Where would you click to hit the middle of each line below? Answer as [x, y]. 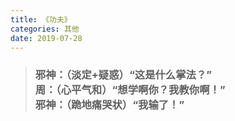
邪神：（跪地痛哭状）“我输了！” [109, 105]
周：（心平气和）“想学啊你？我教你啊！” [130, 90]
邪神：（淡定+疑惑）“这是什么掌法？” [123, 75]
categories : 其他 [45, 29]
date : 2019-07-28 [46, 38]
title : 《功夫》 [41, 19]
